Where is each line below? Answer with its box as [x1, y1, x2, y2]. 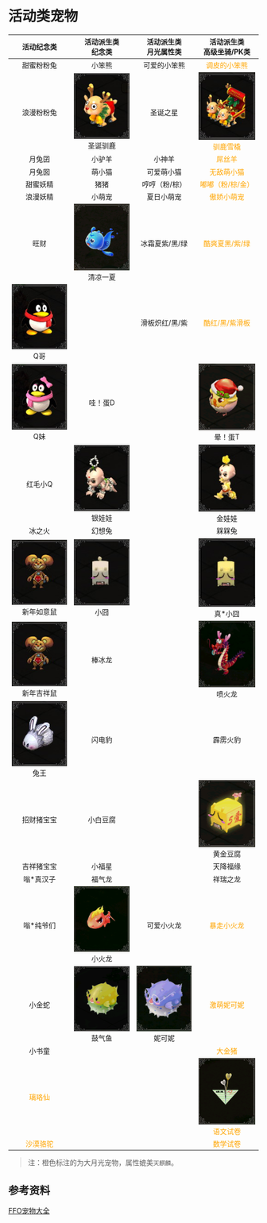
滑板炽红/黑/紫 [140, 318, 188, 328]
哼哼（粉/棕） [141, 179, 187, 189]
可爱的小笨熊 [142, 60, 185, 70]
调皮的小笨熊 [206, 60, 248, 70]
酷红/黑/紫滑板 [203, 318, 251, 328]
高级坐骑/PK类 [203, 47, 251, 56]
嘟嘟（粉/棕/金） [199, 179, 254, 189]
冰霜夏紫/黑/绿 [140, 238, 188, 248]
